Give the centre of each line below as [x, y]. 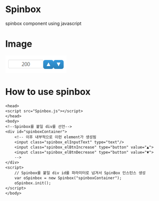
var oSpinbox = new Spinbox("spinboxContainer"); [68, 178]
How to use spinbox [48, 92]
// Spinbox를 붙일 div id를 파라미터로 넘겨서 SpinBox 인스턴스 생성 [80, 173]
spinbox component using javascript [43, 23]
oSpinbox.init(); [33, 183]
